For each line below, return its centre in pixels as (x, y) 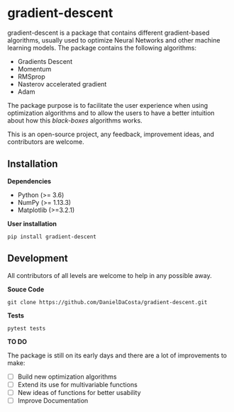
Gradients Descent (45, 61)
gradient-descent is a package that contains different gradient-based (108, 33)
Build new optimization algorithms (67, 377)
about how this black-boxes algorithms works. (75, 120)
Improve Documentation (53, 400)
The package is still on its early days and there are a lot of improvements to (117, 355)
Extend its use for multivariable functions (78, 384)
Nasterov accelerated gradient (62, 84)
